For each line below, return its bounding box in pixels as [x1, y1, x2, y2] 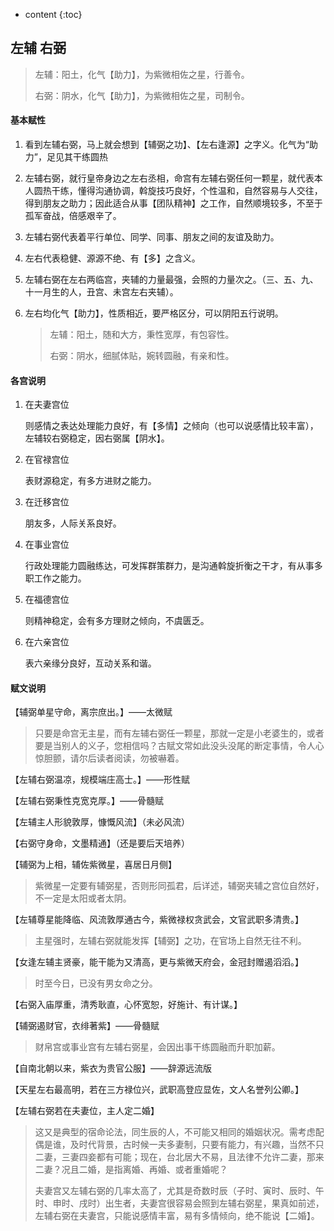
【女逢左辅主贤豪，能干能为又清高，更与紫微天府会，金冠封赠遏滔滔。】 [10, 956, 304, 968]
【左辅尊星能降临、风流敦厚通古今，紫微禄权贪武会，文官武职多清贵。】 [10, 914, 304, 926]
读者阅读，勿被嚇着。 [96, 752, 185, 764]
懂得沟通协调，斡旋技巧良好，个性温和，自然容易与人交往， [77, 185, 323, 197]
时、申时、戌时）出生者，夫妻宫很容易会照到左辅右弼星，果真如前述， [34, 1197, 325, 1209]
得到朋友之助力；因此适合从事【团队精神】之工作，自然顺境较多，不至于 [24, 197, 323, 209]
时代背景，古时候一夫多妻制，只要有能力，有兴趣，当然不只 [78, 1139, 325, 1151]
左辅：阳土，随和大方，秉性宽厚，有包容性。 [49, 329, 235, 341]
